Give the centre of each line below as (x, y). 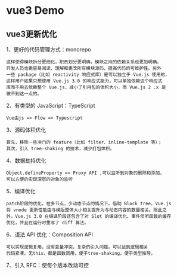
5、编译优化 (21, 191)
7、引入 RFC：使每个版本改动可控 (48, 265)
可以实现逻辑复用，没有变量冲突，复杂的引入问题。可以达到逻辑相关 (77, 247)
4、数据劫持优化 (26, 160)
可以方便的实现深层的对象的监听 (40, 179)
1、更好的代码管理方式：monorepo (49, 49)
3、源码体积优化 (26, 130)
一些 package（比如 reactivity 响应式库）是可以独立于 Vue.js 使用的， (88, 75)
